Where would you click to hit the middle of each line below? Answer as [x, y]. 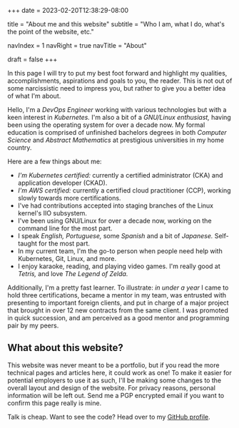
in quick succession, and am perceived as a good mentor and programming [118, 318]
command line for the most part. [65, 228]
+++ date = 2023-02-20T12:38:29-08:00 [68, 10]
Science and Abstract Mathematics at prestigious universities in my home [116, 140]
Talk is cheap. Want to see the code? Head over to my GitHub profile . [109, 417]
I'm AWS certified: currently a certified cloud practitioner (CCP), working [124, 190]
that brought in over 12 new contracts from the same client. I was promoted [118, 310]
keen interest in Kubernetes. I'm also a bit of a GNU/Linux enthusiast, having [119, 117]
